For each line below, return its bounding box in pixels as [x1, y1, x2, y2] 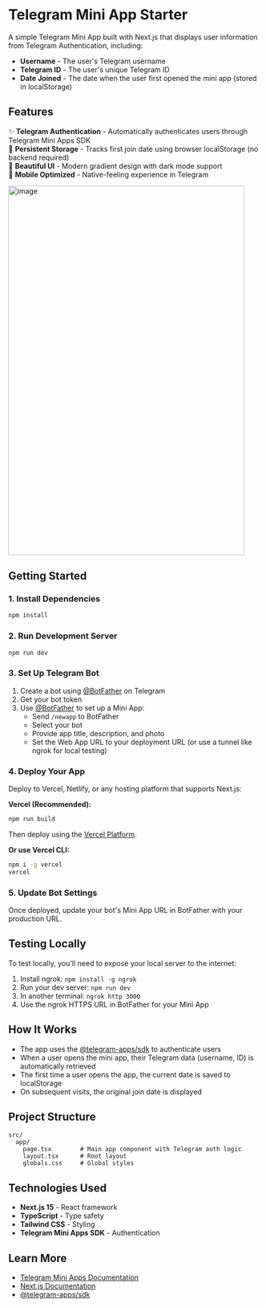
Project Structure [8, 1110, 96, 1124]
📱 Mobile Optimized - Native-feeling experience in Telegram [8, 169, 209, 179]
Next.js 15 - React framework [19, 1203, 118, 1212]
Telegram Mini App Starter [8, 6, 188, 24]
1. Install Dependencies [8, 593, 101, 605]
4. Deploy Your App [8, 765, 86, 776]
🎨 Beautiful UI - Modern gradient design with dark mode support [8, 161, 223, 170]
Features [8, 105, 54, 119]
